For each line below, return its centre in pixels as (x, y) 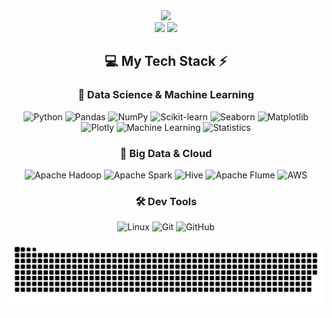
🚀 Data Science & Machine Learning (166, 95)
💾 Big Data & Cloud (166, 153)
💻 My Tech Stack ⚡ (166, 61)
